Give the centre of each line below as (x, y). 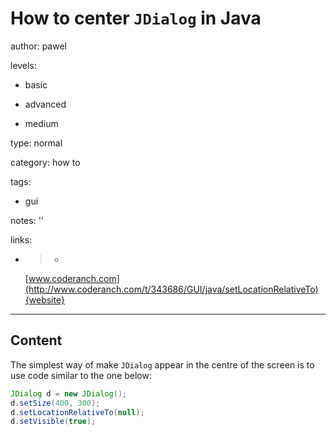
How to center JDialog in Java (136, 18)
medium (41, 123)
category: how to (45, 162)
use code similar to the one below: (81, 375)
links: (21, 239)
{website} (44, 299)
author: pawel (38, 46)
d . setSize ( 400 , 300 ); (55, 403)
